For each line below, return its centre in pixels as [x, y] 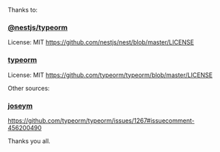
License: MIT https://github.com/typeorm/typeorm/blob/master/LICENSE [110, 75]
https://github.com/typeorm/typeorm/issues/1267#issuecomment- [101, 120]
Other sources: [29, 88]
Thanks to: [23, 10]
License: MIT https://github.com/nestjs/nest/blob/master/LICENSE [101, 42]
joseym [20, 106]
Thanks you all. [29, 141]
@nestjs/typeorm [38, 27]
